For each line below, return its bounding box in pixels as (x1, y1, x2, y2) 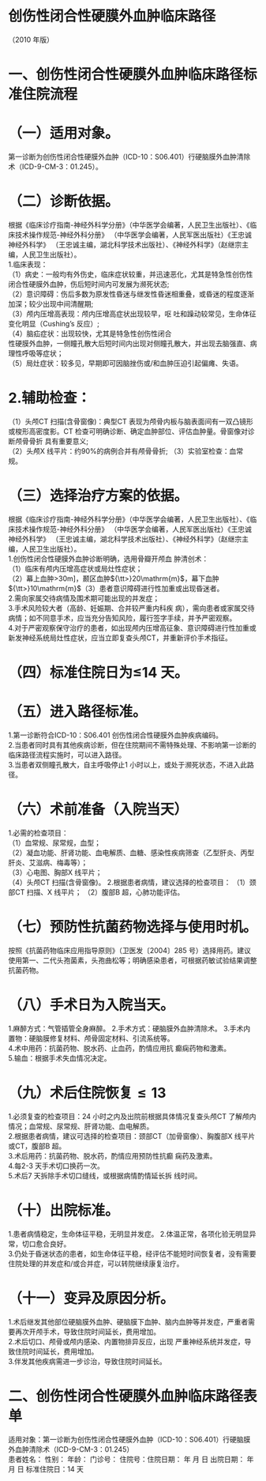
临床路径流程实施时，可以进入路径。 (8, 750, 126, 759)
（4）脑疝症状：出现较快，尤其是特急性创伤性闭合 (8, 329, 172, 338)
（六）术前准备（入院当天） (8, 801, 189, 819)
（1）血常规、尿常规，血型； (8, 838, 101, 847)
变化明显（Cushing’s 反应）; (8, 319, 100, 328)
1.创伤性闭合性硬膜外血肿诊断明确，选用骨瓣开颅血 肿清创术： (8, 554, 209, 563)
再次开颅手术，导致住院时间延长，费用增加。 (14, 1327, 160, 1336)
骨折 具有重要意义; (28, 436, 89, 446)
